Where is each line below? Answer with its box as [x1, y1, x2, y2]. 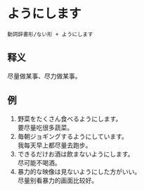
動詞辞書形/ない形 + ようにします [7, 30, 93, 38]
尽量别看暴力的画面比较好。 [17, 176, 98, 185]
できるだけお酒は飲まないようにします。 [17, 149, 134, 158]
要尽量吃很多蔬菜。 [17, 123, 74, 132]
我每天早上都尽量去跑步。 [17, 141, 92, 149]
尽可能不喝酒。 [17, 159, 61, 167]
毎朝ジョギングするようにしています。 [17, 132, 128, 140]
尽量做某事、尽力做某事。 [7, 71, 81, 80]
